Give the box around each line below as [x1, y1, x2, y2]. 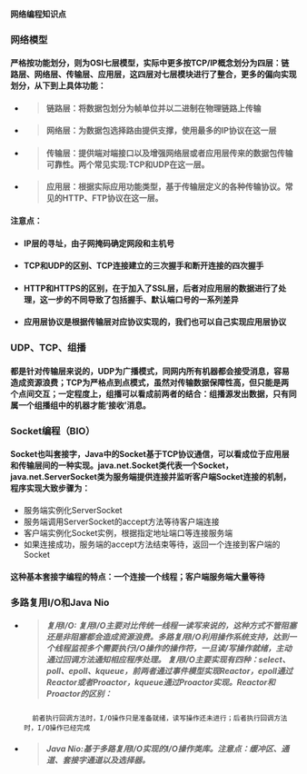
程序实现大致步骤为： [10, 482, 90, 494]
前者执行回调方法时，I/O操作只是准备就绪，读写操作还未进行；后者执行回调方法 [32, 713, 288, 722]
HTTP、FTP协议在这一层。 [62, 193, 163, 203]
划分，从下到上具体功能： [10, 80, 106, 91]
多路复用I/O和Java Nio [10, 596, 110, 609]
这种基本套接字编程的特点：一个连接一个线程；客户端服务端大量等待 [10, 571, 265, 581]
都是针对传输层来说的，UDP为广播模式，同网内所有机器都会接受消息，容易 [10, 365, 290, 376]
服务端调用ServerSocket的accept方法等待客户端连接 [23, 516, 221, 527]
